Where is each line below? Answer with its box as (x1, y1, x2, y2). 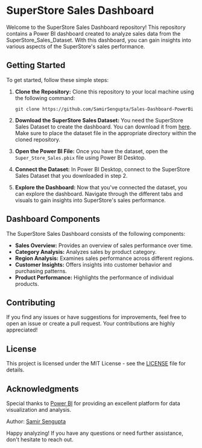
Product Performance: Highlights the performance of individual (14, 274, 174, 281)
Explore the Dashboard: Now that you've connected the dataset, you (14, 183, 188, 191)
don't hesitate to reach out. (6, 436, 74, 443)
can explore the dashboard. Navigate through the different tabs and (14, 190, 183, 197)
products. (14, 280, 39, 287)
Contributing (6, 297, 55, 308)
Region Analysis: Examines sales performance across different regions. (14, 254, 194, 262)
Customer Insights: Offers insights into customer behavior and (14, 260, 172, 268)
